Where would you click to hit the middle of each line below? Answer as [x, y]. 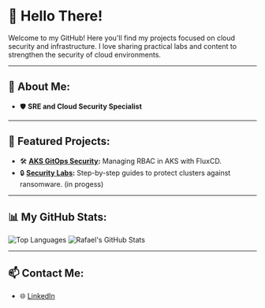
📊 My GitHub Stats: [58, 217]
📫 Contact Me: [46, 273]
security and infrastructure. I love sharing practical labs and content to [123, 46]
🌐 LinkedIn [37, 296]
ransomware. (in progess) [62, 184]
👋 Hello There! [56, 16]
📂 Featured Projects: [59, 141]
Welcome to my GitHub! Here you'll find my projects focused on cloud [121, 38]
